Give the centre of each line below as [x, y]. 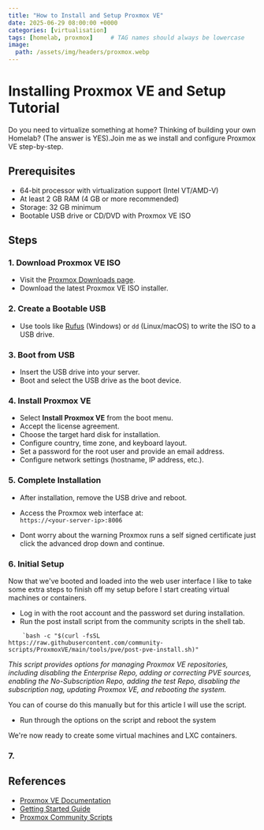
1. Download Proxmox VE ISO [64, 263]
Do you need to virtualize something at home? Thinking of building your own [132, 129]
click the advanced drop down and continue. [92, 543]
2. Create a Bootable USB [57, 308]
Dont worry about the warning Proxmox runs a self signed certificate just [138, 535]
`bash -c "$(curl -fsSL [61, 636]
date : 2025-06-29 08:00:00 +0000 [63, 23]
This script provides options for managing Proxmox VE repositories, [118, 664]
